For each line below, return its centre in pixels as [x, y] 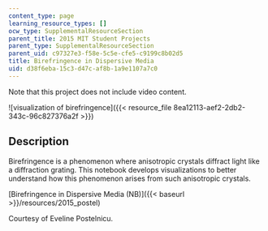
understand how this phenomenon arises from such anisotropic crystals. [130, 178]
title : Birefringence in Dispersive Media [81, 62]
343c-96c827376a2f [43, 116]
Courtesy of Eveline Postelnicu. [61, 218]
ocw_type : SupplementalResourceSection [76, 31]
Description [39, 141]
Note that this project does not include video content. [97, 92]
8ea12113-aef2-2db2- [210, 107]
